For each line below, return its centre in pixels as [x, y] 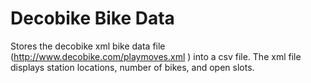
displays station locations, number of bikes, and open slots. [132, 67]
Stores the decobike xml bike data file [88, 46]
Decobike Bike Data [92, 18]
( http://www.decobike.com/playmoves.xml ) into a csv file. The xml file [156, 56]
